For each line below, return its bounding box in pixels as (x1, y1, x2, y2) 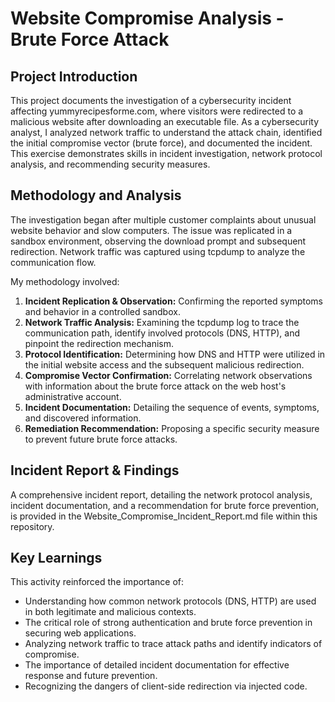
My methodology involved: (10, 275, 120, 287)
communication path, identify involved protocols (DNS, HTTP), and (24, 327, 301, 339)
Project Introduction (10, 68, 138, 85)
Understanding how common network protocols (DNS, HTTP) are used (24, 595, 317, 607)
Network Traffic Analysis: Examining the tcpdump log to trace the (24, 316, 300, 328)
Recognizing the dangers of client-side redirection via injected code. (24, 680, 308, 692)
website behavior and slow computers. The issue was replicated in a (10, 224, 293, 236)
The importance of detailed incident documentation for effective (24, 659, 290, 671)
